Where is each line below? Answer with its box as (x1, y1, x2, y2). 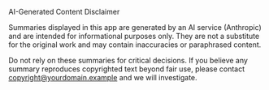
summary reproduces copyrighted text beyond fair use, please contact (8, 64, 245, 74)
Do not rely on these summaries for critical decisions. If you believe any (8, 56, 248, 65)
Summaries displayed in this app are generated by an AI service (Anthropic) (8, 23, 262, 32)
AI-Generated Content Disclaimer (8, 7, 120, 16)
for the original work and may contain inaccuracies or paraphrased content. (8, 40, 262, 49)
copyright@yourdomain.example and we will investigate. (8, 73, 197, 82)
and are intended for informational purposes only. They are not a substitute (8, 32, 260, 41)
